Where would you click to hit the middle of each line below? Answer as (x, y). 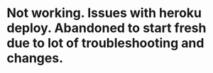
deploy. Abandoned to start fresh (106, 28)
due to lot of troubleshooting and (105, 43)
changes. (35, 58)
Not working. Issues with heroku (104, 13)
